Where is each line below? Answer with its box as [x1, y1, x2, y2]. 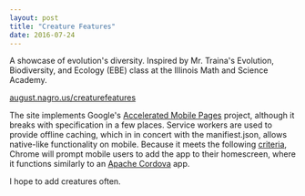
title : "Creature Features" [9, 22, 117, 31]
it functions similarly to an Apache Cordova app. [9, 159, 190, 170]
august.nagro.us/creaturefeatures [9, 92, 137, 103]
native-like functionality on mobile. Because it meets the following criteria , [9, 139, 288, 150]
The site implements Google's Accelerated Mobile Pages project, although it [9, 110, 295, 121]
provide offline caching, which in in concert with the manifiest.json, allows [9, 129, 288, 140]
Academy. [9, 75, 47, 86]
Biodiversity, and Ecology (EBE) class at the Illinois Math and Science [9, 65, 269, 76]
